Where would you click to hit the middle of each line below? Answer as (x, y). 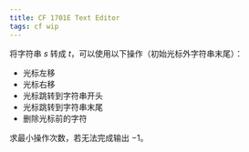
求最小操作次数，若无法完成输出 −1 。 (79, 137)
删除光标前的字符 (55, 118)
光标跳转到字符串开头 (62, 96)
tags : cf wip (34, 26)
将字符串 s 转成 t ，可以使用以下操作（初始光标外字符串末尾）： (126, 53)
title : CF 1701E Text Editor (65, 18)
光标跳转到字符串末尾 (62, 106)
